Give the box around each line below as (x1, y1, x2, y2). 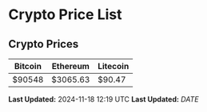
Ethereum (51, 61, 90, 71)
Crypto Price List (8, 6, 122, 24)
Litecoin (97, 61, 129, 71)
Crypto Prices (8, 37, 79, 51)
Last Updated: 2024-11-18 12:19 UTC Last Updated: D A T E (8, 95, 199, 104)
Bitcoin (14, 61, 42, 71)
